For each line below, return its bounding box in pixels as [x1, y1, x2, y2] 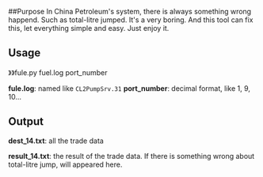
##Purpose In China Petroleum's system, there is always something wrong [8, 7, 252, 16]
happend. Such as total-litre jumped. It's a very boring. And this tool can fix [8, 15, 253, 24]
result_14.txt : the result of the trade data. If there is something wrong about [8, 151, 255, 160]
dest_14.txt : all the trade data [8, 136, 105, 145]
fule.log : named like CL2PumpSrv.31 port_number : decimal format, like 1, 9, [8, 83, 251, 93]
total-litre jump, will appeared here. [8, 160, 123, 169]
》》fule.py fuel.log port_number [8, 67, 109, 77]
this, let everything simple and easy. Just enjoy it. [8, 24, 170, 32]
